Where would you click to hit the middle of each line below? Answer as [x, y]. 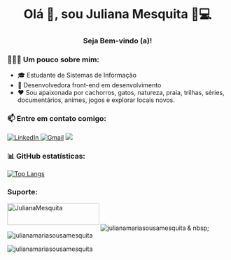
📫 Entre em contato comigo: [57, 119]
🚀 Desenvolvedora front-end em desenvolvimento [89, 85]
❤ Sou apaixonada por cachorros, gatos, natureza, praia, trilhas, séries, [121, 93]
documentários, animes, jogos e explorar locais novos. [96, 100]
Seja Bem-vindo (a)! [118, 41]
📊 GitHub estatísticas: [47, 156]
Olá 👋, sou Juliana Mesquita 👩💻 [118, 14]
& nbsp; [198, 228]
